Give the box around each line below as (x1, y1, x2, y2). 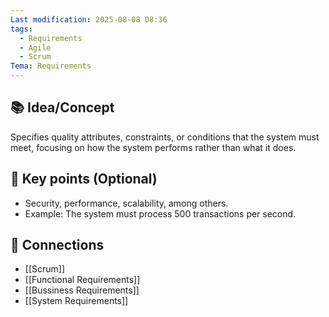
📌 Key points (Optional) (10, 171, 158, 188)
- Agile (19, 42, 52, 53)
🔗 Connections (10, 237, 105, 254)
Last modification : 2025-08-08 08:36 (10, 14, 168, 25)
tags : (10, 24, 33, 34)
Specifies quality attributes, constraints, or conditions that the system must (10, 131, 320, 143)
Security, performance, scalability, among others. (24, 197, 229, 209)
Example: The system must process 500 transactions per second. (24, 207, 297, 220)
